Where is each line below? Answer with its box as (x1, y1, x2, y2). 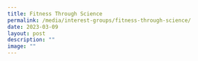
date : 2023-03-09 (7, 23, 59, 30)
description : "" (7, 36, 55, 43)
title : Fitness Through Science (7, 10, 103, 18)
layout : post (7, 29, 46, 37)
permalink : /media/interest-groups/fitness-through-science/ (7, 17, 192, 24)
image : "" (7, 43, 37, 50)
